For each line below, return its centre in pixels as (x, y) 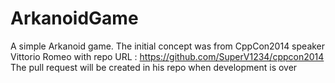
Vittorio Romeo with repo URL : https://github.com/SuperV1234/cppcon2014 (167, 56)
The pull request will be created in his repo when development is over (154, 67)
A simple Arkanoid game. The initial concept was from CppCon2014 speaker (168, 46)
